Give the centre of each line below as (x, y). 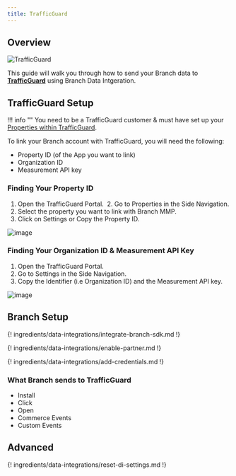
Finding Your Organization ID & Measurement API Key (101, 250)
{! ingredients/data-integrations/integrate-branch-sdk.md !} (94, 334)
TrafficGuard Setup (51, 103)
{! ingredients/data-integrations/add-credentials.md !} (86, 361)
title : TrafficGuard (38, 14)
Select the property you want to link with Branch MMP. (97, 211)
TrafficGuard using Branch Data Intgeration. (72, 81)
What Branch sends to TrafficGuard (70, 380)
